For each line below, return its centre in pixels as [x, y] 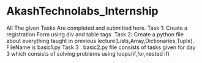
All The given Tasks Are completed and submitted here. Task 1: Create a [97, 28]
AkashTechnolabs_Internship [83, 11]
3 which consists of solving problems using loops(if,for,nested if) [88, 53]
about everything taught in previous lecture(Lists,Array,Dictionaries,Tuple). [100, 41]
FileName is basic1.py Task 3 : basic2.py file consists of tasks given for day [101, 47]
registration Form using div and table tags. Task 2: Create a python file [95, 34]
